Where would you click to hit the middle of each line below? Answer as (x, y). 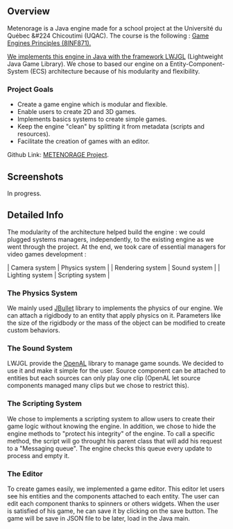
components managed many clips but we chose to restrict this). (98, 386)
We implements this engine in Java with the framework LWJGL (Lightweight (115, 56)
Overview (29, 11)
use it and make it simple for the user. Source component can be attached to (116, 371)
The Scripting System (44, 404)
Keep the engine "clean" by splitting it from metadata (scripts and (111, 127)
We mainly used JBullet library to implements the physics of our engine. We (115, 308)
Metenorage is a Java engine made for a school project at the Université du (115, 28)
